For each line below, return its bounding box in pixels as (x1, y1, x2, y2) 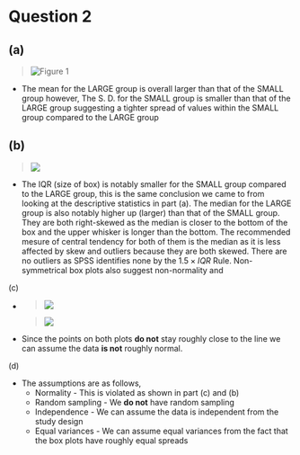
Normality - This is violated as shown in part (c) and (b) (34, 387, 240, 397)
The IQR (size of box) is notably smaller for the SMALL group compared (21, 178, 287, 190)
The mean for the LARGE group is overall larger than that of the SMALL (21, 84, 284, 94)
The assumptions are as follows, (21, 378, 142, 388)
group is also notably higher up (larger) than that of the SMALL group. (21, 207, 280, 218)
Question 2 (8, 6, 93, 27)
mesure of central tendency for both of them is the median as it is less (21, 236, 281, 246)
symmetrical (21, 264, 68, 275)
